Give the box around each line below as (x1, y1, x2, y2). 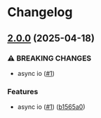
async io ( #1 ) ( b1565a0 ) (17, 103, 86, 111)
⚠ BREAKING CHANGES (7, 53, 92, 63)
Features (7, 86, 39, 96)
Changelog (7, 4, 73, 20)
